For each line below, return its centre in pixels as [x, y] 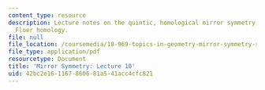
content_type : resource [47, 15]
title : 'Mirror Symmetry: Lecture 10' [72, 67]
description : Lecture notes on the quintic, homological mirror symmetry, [134, 23]
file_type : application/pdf [54, 52]
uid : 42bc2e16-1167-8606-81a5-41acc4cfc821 [81, 74]
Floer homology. [42, 30]
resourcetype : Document [47, 59]
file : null [26, 37]
